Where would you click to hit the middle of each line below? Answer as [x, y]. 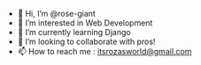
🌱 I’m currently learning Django [74, 32]
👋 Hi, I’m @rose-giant [56, 14]
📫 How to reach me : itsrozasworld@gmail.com [104, 51]
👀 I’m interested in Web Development [85, 23]
